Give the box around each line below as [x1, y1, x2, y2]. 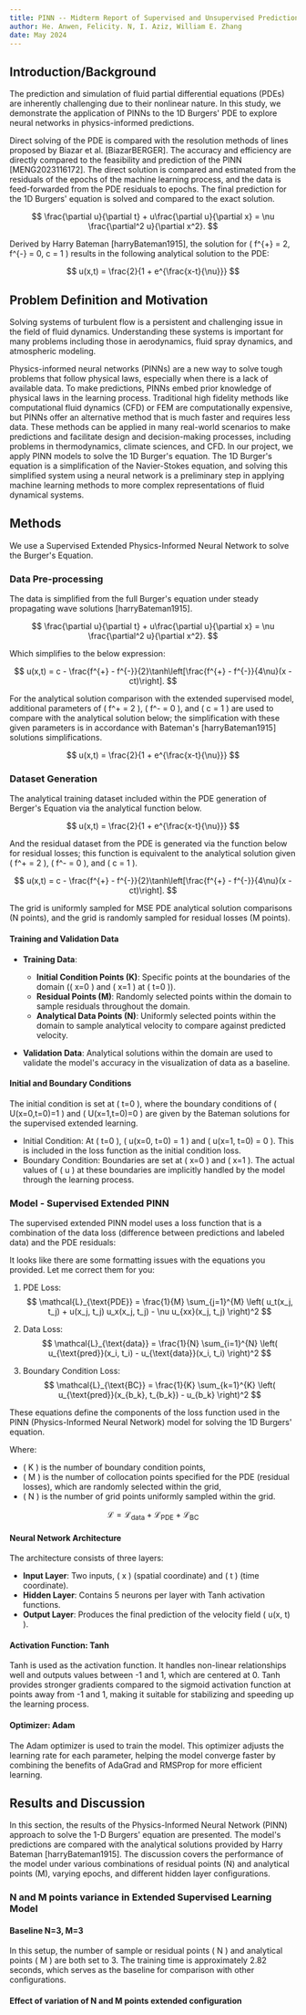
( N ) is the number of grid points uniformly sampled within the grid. [22, 1491, 276, 1502]
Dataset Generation [9, 772, 98, 785]
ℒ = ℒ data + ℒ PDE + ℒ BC [107, 1509, 199, 1522]
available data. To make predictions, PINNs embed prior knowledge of [9, 383, 272, 394]
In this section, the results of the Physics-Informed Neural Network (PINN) [9, 1820, 289, 1831]
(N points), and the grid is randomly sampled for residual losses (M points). [9, 912, 291, 923]
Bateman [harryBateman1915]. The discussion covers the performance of [9, 1849, 284, 1860]
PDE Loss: [22, 1282, 62, 1293]
